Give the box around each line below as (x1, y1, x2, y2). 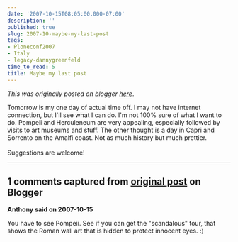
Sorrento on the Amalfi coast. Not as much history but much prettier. (7, 133, 208, 142)
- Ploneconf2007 (7, 43, 55, 50)
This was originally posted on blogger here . (7, 89, 135, 98)
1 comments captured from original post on (7, 175, 201, 187)
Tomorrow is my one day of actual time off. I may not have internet (7, 103, 201, 111)
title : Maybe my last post (7, 70, 87, 77)
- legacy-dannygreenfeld (7, 57, 81, 64)
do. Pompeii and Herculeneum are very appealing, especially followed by (7, 118, 221, 126)
